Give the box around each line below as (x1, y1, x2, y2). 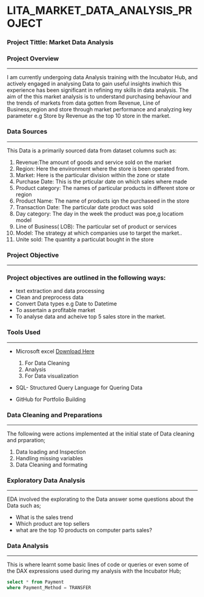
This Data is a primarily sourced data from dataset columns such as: (7, 146, 177, 154)
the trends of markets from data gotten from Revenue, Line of (7, 99, 160, 106)
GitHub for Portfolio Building (15, 396, 87, 403)
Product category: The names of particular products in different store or (15, 184, 196, 191)
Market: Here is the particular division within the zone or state (15, 171, 170, 178)
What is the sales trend (15, 514, 73, 521)
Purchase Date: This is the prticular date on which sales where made (15, 178, 187, 185)
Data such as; (7, 502, 41, 509)
